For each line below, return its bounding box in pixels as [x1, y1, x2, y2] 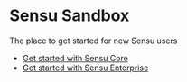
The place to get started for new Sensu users [9, 35, 178, 46]
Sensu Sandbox [9, 5, 130, 26]
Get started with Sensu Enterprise [22, 62, 149, 73]
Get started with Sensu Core [22, 52, 128, 63]
